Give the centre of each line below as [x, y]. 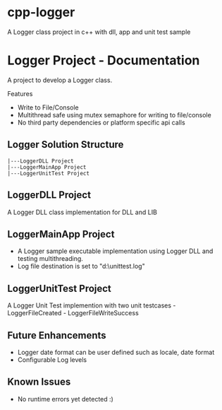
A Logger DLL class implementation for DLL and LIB [82, 212]
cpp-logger [41, 12]
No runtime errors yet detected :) [66, 399]
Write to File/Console [48, 107]
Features [20, 93]
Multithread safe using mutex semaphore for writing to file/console [114, 115]
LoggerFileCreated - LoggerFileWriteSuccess [73, 313]
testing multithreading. [50, 259]
